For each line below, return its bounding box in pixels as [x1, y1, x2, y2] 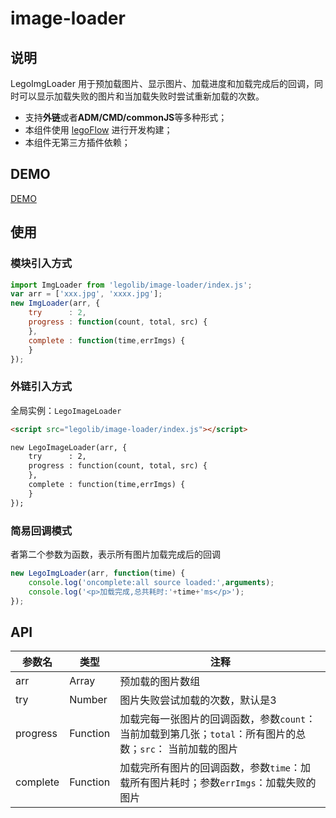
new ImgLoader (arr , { [10, 298, 101, 309]
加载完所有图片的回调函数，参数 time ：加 [119, 761, 312, 775]
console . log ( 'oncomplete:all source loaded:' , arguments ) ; [28, 577, 275, 587]
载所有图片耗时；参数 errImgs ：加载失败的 [119, 776, 317, 790]
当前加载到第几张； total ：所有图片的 [119, 727, 297, 741]
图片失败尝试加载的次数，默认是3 [119, 693, 277, 707]
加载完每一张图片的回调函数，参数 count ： [119, 712, 317, 726]
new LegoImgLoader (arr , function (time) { [10, 568, 186, 578]
